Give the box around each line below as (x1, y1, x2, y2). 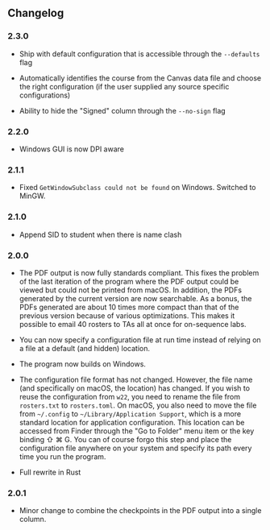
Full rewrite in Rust (19, 467, 81, 477)
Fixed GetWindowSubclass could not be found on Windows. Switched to (19, 183, 256, 193)
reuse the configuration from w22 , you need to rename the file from (19, 391, 241, 401)
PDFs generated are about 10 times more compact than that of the (19, 302, 239, 312)
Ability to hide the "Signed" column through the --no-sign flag (19, 106, 226, 115)
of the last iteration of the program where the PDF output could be (19, 276, 239, 286)
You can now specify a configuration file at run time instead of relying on (19, 334, 261, 345)
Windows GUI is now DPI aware (19, 144, 124, 154)
